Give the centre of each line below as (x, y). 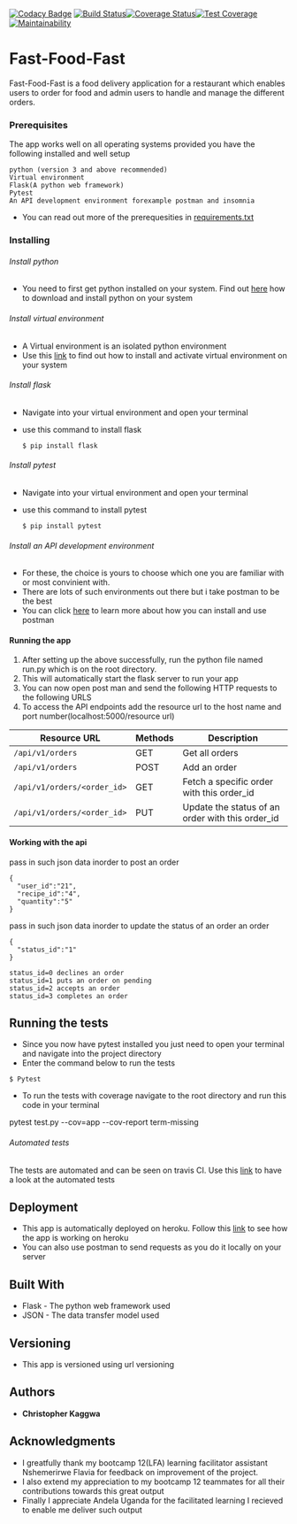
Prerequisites (38, 125)
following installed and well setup (70, 154)
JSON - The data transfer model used (91, 1315)
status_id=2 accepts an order (65, 988)
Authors (32, 1393)
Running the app (40, 640)
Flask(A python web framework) (67, 186)
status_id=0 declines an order (67, 973)
